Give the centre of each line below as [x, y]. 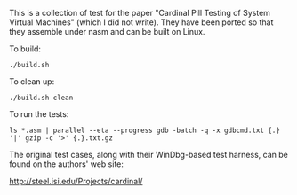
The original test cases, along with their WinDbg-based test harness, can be [149, 155]
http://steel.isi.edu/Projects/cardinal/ [76, 181]
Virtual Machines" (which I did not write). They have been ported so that [141, 22]
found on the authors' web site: [67, 164]
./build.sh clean [41, 97]
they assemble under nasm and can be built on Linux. [107, 31]
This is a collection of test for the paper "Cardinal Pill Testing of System [140, 13]
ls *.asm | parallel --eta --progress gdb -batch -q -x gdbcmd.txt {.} [144, 130]
